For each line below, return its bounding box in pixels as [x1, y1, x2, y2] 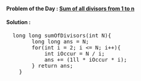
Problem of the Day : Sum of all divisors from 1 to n [6, 5, 134, 12]
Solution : [6, 19, 31, 26]
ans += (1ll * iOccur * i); [44, 56, 128, 63]
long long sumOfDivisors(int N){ [12, 32, 111, 39]
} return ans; [31, 62, 74, 69]
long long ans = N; [31, 38, 89, 45]
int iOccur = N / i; [44, 50, 105, 57]
